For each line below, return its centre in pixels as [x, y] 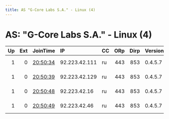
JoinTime [44, 51]
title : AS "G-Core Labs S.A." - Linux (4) [50, 10]
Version [155, 51]
